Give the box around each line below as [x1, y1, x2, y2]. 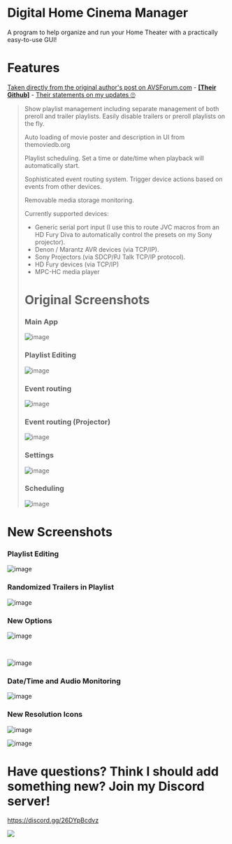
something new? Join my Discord [7, 778, 205, 794]
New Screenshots [7, 524, 113, 540]
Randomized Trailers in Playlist [7, 582, 114, 592]
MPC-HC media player [34, 267, 100, 276]
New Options [7, 615, 52, 625]
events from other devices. [24, 182, 103, 190]
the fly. [24, 119, 45, 127]
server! [7, 793, 51, 809]
